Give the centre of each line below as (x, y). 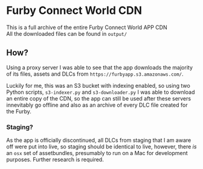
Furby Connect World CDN (74, 11)
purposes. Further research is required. (55, 160)
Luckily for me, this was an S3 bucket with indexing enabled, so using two (98, 85)
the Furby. (19, 111)
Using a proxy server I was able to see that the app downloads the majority (100, 67)
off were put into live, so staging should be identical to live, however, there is (101, 147)
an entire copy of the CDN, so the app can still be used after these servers (99, 98)
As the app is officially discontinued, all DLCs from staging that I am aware (99, 141)
